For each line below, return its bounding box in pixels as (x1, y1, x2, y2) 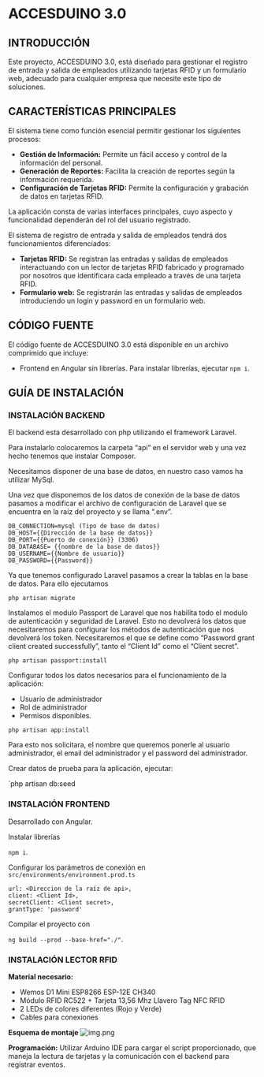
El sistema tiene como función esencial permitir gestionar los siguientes (8, 125, 241, 135)
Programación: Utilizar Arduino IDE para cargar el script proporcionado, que (8, 1042, 257, 1053)
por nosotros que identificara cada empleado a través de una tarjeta (19, 270, 242, 280)
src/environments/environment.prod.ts (8, 870, 136, 879)
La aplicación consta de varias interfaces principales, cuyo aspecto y (8, 207, 233, 216)
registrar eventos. (8, 1060, 65, 1069)
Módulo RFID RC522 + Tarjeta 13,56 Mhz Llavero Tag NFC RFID (19, 995, 225, 1005)
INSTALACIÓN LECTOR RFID (8, 954, 118, 965)
